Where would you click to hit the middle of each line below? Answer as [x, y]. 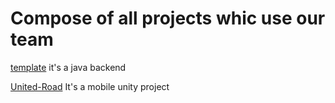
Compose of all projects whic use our [168, 18]
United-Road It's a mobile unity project [90, 86]
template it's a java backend [68, 67]
